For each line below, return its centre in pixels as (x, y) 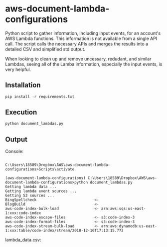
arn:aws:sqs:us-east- (123, 209)
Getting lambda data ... (31, 187)
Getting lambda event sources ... (41, 191)
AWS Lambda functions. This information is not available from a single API (81, 38)
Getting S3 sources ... (30, 195)
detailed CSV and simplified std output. (45, 49)
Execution (21, 112)
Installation (23, 85)
